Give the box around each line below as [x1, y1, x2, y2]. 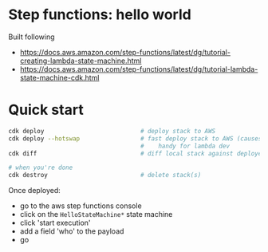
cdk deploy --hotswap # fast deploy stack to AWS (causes [8, 134, 262, 143]
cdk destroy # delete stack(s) [8, 171, 202, 179]
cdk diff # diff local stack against [8, 149, 234, 157]
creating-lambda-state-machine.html [19, 56, 142, 65]
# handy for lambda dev [140, 142, 230, 150]
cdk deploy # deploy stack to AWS [8, 127, 216, 135]
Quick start [8, 101, 84, 119]
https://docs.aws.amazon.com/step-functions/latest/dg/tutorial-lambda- [19, 64, 258, 73]
